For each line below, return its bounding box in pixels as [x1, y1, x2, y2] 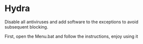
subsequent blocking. [4, 24, 48, 29]
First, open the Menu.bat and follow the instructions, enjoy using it [4, 33, 138, 39]
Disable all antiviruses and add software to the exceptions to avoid [4, 19, 139, 25]
